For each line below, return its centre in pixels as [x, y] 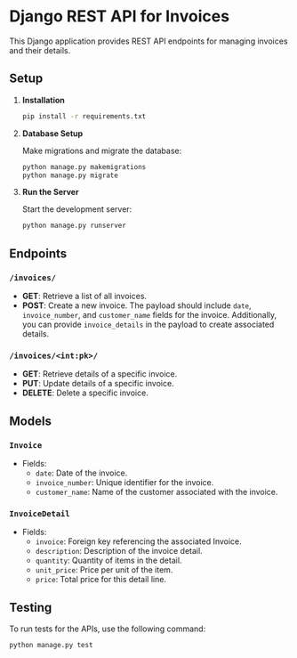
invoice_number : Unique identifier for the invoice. [124, 482]
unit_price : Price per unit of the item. [104, 570]
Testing [31, 607]
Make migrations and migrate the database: [102, 150]
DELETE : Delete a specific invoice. [85, 393]
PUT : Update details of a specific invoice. [98, 384]
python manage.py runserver [74, 226]
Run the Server [50, 192]
